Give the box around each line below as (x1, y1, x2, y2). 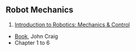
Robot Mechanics (5, 5, 73, 15)
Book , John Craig (14, 33, 58, 40)
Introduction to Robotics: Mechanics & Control (14, 21, 130, 28)
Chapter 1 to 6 (14, 39, 50, 46)
